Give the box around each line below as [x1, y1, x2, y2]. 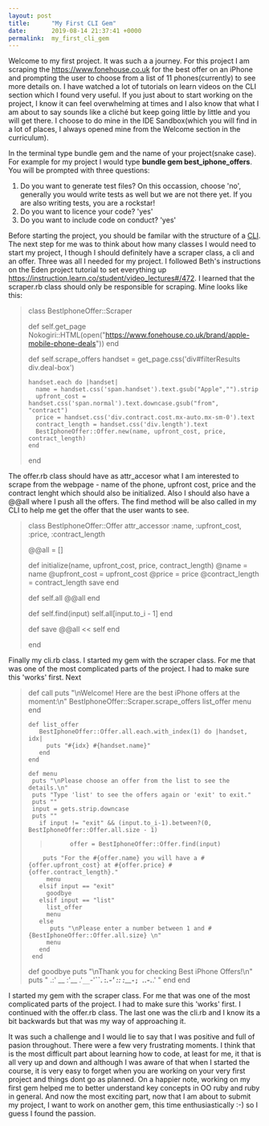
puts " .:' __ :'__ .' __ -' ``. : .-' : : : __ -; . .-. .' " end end [27, 975, 191, 985]
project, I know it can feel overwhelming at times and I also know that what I [8, 99, 259, 108]
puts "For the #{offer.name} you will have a [43, 855, 198, 863]
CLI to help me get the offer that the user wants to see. [8, 505, 190, 515]
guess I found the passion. [8, 1109, 96, 1119]
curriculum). [8, 133, 49, 143]
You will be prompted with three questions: [8, 165, 150, 175]
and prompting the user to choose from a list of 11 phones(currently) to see [8, 73, 256, 83]
